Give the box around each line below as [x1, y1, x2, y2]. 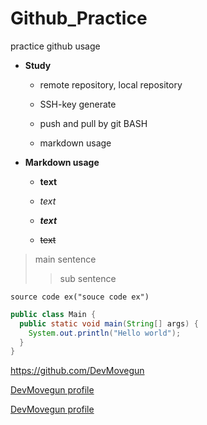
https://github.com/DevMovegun [10, 365, 145, 377]
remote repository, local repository [39, 78, 183, 91]
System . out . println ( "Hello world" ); [28, 328, 182, 338]
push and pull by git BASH [39, 117, 148, 129]
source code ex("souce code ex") [10, 292, 150, 302]
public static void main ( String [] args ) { [19, 318, 199, 329]
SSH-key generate [39, 98, 117, 110]
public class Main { [10, 309, 97, 319]
